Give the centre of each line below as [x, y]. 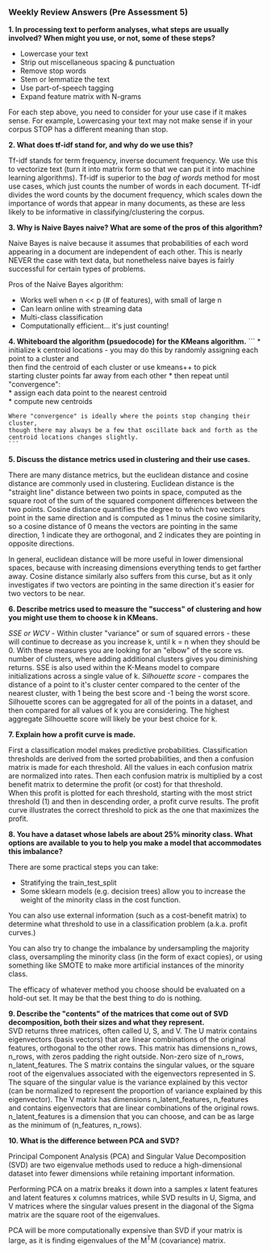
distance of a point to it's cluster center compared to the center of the [124, 685]
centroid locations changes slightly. [73, 438]
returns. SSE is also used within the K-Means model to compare [114, 668]
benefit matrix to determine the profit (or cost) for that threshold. [116, 785]
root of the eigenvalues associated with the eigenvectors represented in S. [132, 1074]
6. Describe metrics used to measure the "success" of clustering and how [135, 609]
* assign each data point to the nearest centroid [88, 393]
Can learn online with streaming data [81, 309]
